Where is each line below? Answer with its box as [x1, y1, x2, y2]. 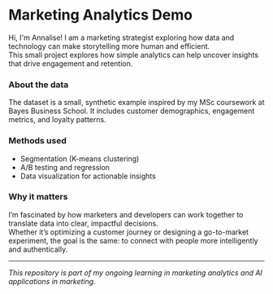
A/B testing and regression [19, 162, 110, 172]
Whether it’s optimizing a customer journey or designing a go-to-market [8, 226, 249, 237]
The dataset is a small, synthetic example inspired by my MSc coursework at [8, 98, 265, 108]
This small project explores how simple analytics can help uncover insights [8, 50, 258, 59]
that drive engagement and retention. [8, 59, 133, 68]
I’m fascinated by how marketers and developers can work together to [8, 209, 244, 219]
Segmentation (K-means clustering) [19, 153, 140, 164]
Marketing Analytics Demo [8, 6, 193, 24]
